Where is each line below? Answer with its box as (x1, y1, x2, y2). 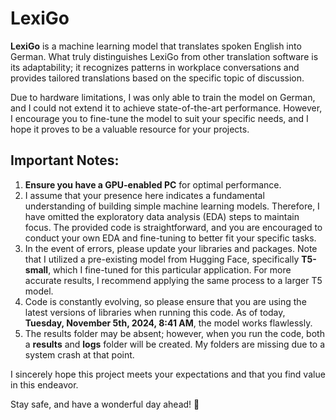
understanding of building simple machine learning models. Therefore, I (24, 200, 320, 212)
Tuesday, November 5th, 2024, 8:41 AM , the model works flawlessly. (24, 317, 313, 329)
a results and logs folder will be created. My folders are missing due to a (24, 338, 326, 350)
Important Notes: (10, 152, 120, 169)
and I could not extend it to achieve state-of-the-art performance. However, (10, 102, 323, 114)
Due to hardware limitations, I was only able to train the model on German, (10, 91, 316, 103)
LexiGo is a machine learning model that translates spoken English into (10, 40, 302, 52)
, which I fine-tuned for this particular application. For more (48, 263, 292, 276)
